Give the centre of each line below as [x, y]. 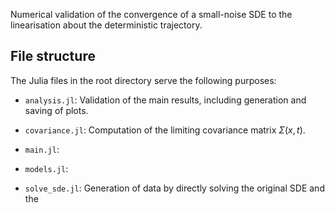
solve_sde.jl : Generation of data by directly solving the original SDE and [174, 188]
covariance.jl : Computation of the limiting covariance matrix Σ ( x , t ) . [165, 130]
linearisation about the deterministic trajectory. [106, 25]
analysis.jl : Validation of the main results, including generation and [165, 100]
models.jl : [46, 168]
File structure [53, 56]
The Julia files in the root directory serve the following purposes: [143, 80]
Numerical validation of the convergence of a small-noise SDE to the [151, 14]
